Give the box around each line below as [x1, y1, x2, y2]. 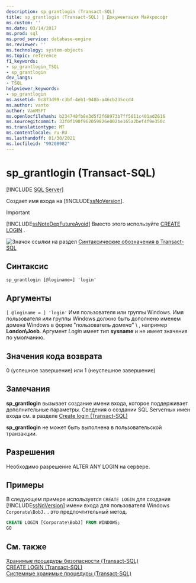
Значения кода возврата [6, 351, 102, 361]
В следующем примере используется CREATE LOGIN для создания [6, 495, 171, 503]
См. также [6, 542, 47, 552]
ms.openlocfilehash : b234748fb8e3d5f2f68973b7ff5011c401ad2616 [6, 113, 166, 119]
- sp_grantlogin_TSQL [6, 63, 60, 70]
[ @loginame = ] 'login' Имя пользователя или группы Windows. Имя [6, 309, 184, 316]
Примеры [6, 480, 44, 490]
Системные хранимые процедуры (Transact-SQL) [6, 570, 132, 577]
